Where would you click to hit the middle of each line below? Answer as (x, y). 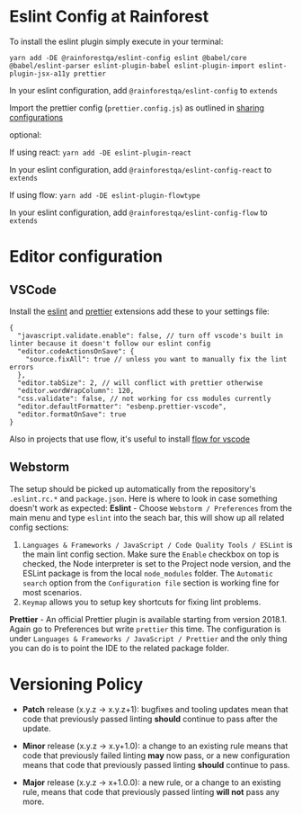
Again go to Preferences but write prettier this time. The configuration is (145, 629)
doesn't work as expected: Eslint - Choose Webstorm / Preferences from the (151, 508)
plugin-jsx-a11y (40, 74)
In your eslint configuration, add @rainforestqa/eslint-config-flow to (138, 212)
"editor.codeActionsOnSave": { (76, 351)
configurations (36, 117)
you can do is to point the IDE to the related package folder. (119, 648)
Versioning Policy (76, 684)
